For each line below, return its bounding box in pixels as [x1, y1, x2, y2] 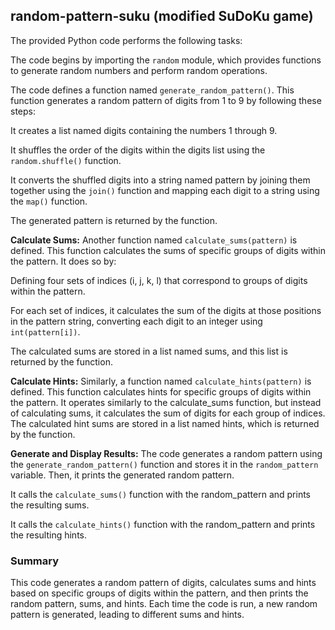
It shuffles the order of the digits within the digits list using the [10, 144, 266, 156]
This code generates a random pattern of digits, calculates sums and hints [10, 577, 317, 589]
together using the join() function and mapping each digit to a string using [10, 184, 320, 196]
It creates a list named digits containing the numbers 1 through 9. [10, 124, 278, 136]
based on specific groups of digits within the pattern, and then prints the [10, 587, 309, 599]
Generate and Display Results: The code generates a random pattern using [10, 447, 323, 459]
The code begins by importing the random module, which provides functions [10, 54, 322, 66]
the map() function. [10, 195, 88, 207]
